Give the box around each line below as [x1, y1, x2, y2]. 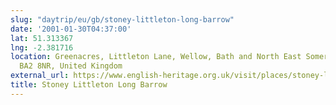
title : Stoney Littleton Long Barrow [10, 80, 168, 90]
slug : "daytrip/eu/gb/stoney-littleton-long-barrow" [10, 14, 235, 25]
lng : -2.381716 [10, 42, 74, 53]
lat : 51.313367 [10, 33, 74, 43]
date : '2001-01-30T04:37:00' [10, 24, 132, 34]
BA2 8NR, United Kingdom [19, 61, 123, 71]
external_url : [10, 71, 70, 81]
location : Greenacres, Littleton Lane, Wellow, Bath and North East [10, 52, 302, 62]
